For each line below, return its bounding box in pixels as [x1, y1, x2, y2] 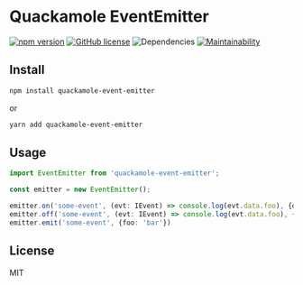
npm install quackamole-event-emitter [9, 86, 155, 96]
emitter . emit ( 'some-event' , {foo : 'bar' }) [9, 218, 171, 227]
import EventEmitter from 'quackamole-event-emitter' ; [9, 169, 220, 178]
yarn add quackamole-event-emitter [9, 120, 143, 129]
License [9, 244, 55, 259]
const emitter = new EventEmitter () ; [9, 185, 151, 195]
